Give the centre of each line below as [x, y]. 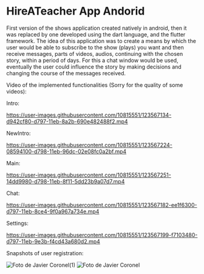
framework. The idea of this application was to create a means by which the [101, 41]
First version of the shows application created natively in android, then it [97, 28]
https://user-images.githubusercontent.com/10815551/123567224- [90, 145]
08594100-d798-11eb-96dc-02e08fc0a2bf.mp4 [66, 151]
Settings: [17, 223]
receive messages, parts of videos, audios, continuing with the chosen [95, 53]
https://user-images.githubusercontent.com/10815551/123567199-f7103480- [102, 235]
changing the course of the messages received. [66, 73]
